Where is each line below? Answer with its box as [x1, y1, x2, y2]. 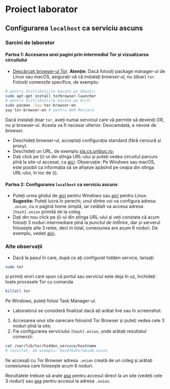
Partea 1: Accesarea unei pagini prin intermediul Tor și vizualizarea [5, 52, 149, 58]
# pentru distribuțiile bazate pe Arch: [5, 98, 92, 103]
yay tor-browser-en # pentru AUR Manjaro [5, 108, 94, 113]
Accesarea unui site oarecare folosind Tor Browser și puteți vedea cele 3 [12, 317, 165, 324]
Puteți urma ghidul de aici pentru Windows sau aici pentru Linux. [12, 193, 148, 199]
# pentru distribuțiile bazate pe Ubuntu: [5, 89, 96, 94]
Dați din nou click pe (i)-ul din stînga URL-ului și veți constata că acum [12, 214, 160, 220]
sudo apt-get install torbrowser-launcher [5, 93, 96, 98]
